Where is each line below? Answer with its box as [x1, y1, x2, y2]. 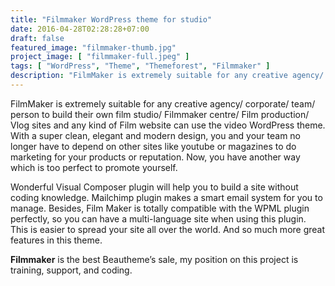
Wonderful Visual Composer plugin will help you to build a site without [10, 181, 299, 193]
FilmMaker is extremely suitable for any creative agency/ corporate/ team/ [10, 97, 316, 110]
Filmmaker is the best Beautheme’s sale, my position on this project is [10, 253, 299, 265]
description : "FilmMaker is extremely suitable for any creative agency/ [10, 71, 325, 81]
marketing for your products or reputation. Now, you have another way [10, 151, 301, 163]
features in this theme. [10, 234, 103, 246]
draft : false [10, 33, 65, 43]
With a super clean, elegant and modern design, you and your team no [10, 129, 302, 141]
